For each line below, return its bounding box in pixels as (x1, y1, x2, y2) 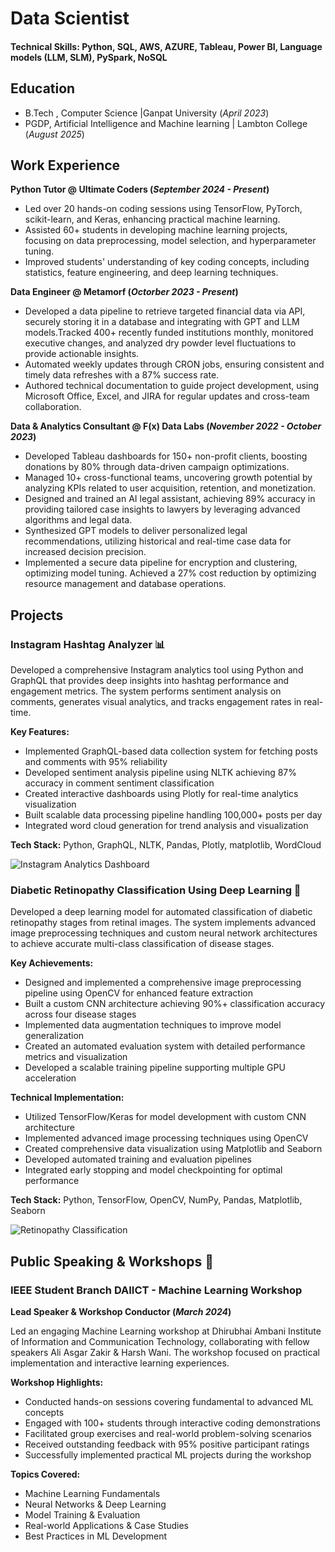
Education (10, 80, 76, 97)
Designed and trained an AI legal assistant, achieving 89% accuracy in (24, 493, 316, 505)
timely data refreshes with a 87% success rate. (24, 369, 220, 381)
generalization (24, 1030, 85, 1042)
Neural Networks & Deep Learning (24, 1498, 167, 1511)
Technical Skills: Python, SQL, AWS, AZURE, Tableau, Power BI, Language (10, 40, 323, 52)
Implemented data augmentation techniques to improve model (24, 1019, 282, 1031)
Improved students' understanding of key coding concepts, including (24, 256, 310, 268)
